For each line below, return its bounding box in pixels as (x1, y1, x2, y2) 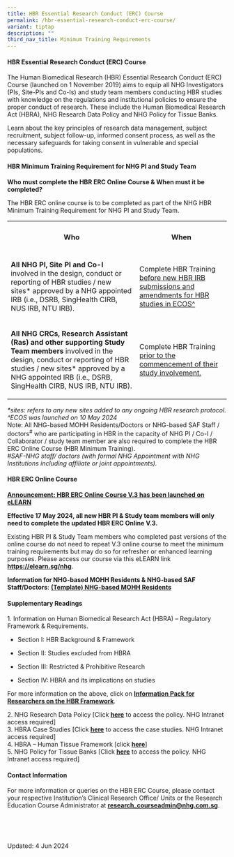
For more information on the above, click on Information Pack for (7, 690, 195, 698)
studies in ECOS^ (139, 299, 196, 309)
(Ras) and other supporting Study (10, 338, 125, 348)
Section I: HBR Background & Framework (17, 636, 135, 644)
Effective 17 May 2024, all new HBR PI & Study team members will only (7, 512, 214, 520)
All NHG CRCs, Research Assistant (10, 329, 128, 338)
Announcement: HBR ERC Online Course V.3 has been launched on (7, 491, 205, 499)
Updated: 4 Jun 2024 (7, 842, 69, 850)
